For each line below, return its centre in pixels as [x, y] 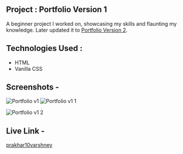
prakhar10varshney [29, 145]
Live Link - [26, 131]
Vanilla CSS [28, 69]
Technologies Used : [44, 48]
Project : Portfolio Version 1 [57, 10]
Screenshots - [33, 87]
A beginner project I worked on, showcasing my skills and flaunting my [91, 23]
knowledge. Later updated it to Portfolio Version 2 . [67, 30]
